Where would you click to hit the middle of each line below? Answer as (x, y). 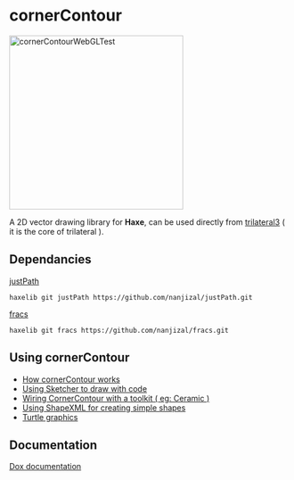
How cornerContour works (71, 379)
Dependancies (50, 260)
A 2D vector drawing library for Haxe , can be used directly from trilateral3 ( (147, 222)
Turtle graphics (50, 417)
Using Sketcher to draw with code (85, 388)
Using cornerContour (69, 358)
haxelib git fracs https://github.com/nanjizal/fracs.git (119, 330)
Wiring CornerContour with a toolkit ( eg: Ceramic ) (116, 398)
